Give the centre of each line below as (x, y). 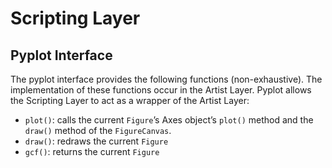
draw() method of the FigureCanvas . (98, 130)
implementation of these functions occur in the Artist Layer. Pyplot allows (161, 90)
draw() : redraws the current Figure (96, 141)
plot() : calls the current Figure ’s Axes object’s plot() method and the (169, 120)
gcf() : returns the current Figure (92, 151)
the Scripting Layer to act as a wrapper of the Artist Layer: (130, 100)
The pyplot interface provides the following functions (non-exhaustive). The (166, 79)
